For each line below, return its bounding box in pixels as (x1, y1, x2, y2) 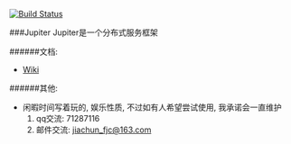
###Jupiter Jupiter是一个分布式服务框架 (9, 27, 158, 38)
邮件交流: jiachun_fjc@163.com (35, 124, 152, 135)
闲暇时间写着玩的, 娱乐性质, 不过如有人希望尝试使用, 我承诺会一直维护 (22, 102, 282, 112)
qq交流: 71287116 (35, 113, 100, 123)
